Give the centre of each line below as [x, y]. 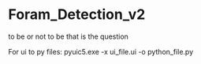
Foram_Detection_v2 [77, 15]
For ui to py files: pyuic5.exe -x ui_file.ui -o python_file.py [101, 51]
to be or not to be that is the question [68, 36]
